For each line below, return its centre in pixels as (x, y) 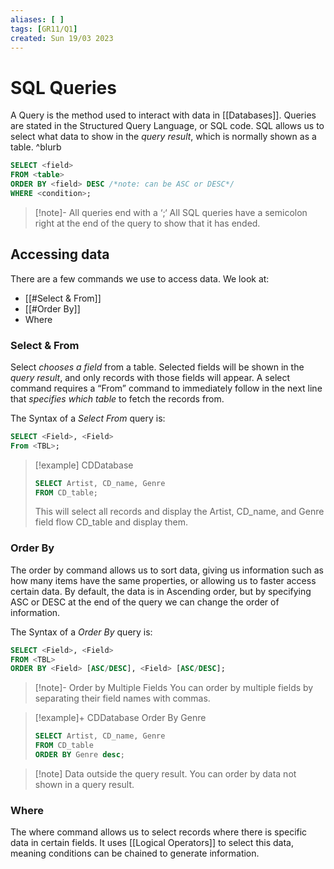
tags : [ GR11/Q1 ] (44, 29)
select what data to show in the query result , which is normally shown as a (163, 137)
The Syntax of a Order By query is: (81, 632)
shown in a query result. (84, 784)
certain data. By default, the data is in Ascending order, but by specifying (161, 591)
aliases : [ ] (37, 19)
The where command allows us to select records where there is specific (159, 832)
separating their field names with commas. (122, 698)
